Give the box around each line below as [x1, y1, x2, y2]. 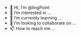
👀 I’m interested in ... [9, 10, 52, 16]
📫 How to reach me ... [9, 26, 55, 31]
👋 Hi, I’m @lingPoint [9, 5, 50, 10]
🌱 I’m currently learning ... [9, 15, 62, 20]
